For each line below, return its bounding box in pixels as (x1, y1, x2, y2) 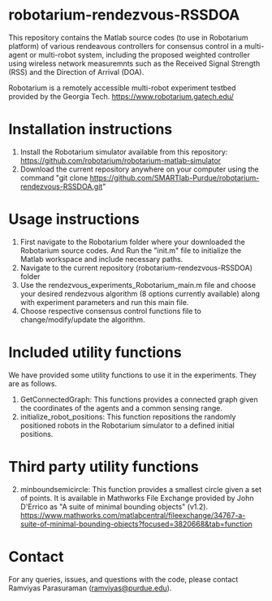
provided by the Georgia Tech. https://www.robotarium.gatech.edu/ (8, 91, 234, 101)
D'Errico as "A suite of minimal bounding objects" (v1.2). (19, 502, 209, 512)
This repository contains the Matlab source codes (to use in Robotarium (8, 33, 249, 42)
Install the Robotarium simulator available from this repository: (19, 146, 228, 156)
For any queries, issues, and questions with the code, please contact (8, 574, 239, 584)
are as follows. (8, 378, 58, 388)
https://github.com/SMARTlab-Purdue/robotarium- (89, 172, 260, 182)
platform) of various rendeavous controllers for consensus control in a (8, 41, 244, 50)
